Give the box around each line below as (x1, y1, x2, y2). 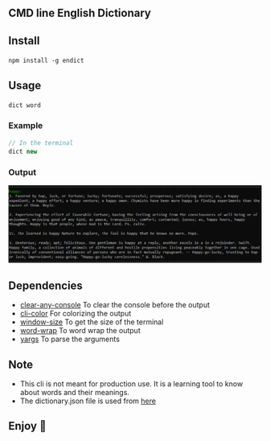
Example (8, 120, 43, 131)
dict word (8, 101, 42, 109)
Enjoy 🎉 (8, 419, 47, 433)
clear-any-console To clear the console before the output (19, 300, 211, 310)
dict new (8, 148, 38, 156)
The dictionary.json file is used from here (19, 396, 157, 406)
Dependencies (8, 278, 83, 292)
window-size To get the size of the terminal (19, 317, 164, 327)
